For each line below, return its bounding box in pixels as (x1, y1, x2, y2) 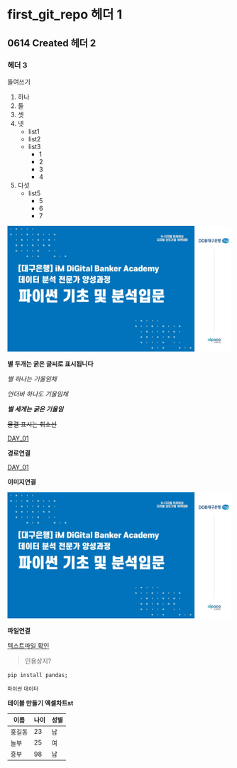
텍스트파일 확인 (7, 641, 50, 650)
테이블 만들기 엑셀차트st (7, 698, 74, 707)
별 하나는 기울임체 (7, 374, 57, 384)
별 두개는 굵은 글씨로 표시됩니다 (7, 359, 94, 368)
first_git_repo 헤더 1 (7, 6, 123, 23)
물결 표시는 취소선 (7, 420, 57, 428)
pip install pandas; (7, 671, 69, 678)
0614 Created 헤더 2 (7, 37, 97, 49)
